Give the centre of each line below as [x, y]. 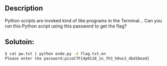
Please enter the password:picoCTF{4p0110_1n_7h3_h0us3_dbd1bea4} [77, 58]
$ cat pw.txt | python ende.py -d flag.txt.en [55, 54]
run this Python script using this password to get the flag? [66, 26]
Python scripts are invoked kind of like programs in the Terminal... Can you [83, 20]
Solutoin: [19, 42]
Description [24, 8]
